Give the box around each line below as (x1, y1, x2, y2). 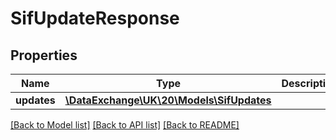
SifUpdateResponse (10, 7, 180, 30)
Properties (10, 47, 78, 64)
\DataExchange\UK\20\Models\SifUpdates (64, 93, 272, 107)
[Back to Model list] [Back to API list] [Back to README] (10, 119, 240, 131)
